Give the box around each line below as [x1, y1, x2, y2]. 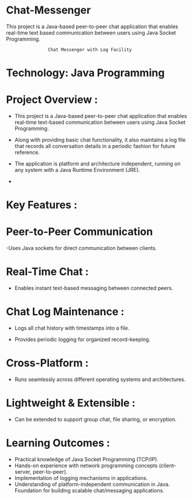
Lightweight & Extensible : [6, 397, 136, 410]
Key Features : [6, 198, 78, 212]
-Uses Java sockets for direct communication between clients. [6, 245, 157, 252]
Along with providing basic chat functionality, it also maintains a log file [14, 136, 186, 144]
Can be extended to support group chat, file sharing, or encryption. [14, 415, 177, 423]
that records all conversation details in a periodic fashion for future [14, 143, 175, 150]
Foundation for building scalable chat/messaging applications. [14, 487, 165, 494]
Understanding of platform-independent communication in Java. [14, 481, 170, 488]
